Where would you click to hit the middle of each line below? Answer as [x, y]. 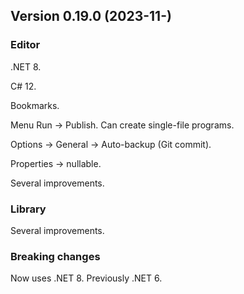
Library [28, 209]
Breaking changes [55, 256]
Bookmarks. [35, 105]
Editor [25, 45]
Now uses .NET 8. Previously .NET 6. [86, 278]
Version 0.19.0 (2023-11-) [91, 16]
